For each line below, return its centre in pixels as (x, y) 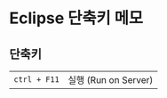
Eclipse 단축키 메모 (76, 18)
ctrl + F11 (36, 80)
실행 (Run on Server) (111, 80)
